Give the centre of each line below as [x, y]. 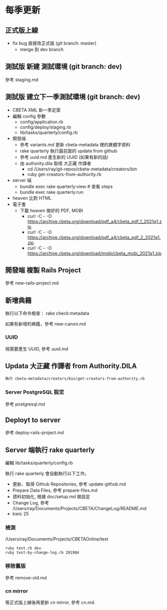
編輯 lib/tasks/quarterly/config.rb [39, 463]
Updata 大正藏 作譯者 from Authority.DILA [71, 366]
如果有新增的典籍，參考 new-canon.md [45, 324]
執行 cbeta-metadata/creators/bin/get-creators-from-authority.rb [75, 379]
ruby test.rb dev [23, 548]
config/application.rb [41, 122]
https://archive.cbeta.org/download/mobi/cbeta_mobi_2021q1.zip [94, 253]
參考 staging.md [22, 79]
